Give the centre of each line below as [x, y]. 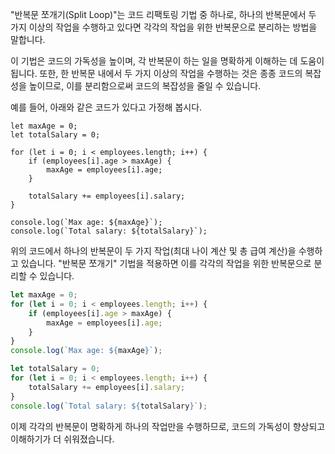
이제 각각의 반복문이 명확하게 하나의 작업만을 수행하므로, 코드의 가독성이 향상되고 [168, 426]
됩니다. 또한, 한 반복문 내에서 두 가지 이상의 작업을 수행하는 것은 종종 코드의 [156, 73]
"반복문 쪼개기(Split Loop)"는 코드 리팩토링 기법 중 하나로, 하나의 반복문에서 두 [163, 14]
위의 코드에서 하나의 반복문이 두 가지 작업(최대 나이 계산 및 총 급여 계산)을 [153, 251]
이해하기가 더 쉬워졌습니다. [62, 439]
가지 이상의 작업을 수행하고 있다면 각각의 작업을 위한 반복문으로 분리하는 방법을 [164, 27]
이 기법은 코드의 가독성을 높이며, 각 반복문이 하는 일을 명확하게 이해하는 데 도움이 [167, 61]
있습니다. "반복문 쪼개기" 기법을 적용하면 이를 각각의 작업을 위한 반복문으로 [166, 263]
